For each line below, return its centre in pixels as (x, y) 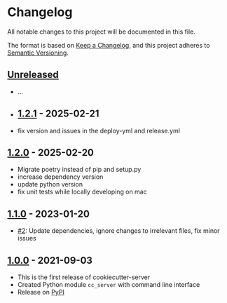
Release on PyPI (41, 292)
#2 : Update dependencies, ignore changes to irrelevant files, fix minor (118, 231)
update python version (50, 184)
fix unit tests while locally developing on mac (82, 192)
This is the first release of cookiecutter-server (84, 277)
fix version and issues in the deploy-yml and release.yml (99, 130)
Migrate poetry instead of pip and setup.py (79, 170)
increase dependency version (60, 177)
